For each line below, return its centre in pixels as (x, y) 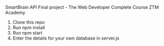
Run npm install (29, 27)
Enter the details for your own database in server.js (66, 38)
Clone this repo (28, 22)
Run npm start (27, 33)
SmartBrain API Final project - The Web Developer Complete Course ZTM (82, 7)
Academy (15, 12)
